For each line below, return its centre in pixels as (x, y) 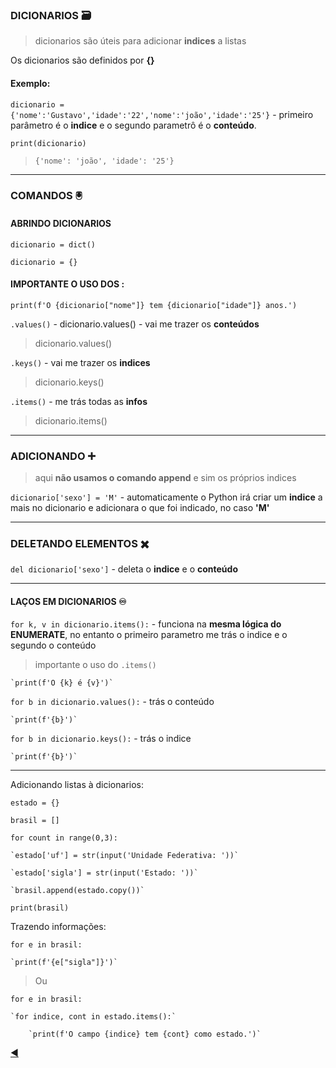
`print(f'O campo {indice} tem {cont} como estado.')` (145, 1034)
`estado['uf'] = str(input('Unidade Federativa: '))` (125, 855)
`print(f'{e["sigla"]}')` (64, 962)
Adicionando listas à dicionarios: (77, 784)
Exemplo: (30, 83)
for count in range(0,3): (64, 838)
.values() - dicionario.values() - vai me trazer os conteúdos (135, 324)
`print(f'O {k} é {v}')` (62, 683)
